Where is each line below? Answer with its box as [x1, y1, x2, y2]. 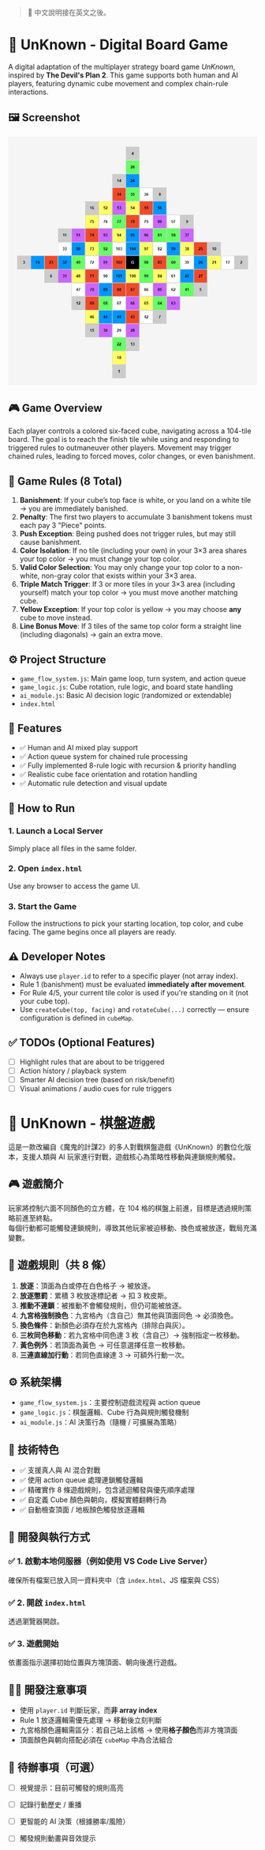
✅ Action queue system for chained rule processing [19, 751, 188, 761]
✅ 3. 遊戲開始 [8, 1638, 59, 1649]
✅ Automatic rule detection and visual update [19, 778, 167, 787]
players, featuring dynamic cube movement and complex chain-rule [8, 78, 229, 88]
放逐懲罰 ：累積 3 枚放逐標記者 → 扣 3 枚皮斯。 [19, 1290, 172, 1300]
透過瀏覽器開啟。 [8, 1617, 64, 1626]
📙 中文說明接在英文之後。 [27, 8, 110, 17]
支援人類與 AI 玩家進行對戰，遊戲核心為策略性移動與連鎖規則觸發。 [21, 1152, 241, 1161]
